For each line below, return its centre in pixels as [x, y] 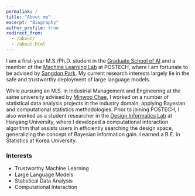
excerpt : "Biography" [32, 22]
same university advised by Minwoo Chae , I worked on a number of [88, 97]
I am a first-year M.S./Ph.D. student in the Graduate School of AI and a [91, 61]
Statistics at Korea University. [42, 140]
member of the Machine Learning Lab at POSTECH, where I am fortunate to [97, 67]
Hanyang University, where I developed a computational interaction [87, 122]
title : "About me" [28, 17]
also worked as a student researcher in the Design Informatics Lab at [89, 115]
